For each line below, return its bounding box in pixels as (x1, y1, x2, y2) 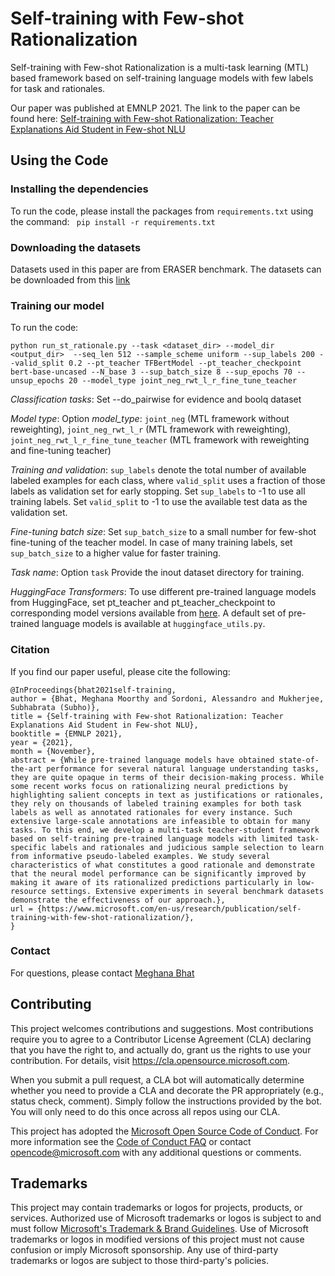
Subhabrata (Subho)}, (10, 702, 101, 712)
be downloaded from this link (10, 273, 131, 286)
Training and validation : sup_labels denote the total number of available (10, 464, 307, 476)
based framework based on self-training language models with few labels (10, 72, 314, 84)
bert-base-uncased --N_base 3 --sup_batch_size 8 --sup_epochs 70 (10, 367, 293, 377)
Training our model (10, 298, 105, 312)
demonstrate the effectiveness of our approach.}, (10, 895, 226, 905)
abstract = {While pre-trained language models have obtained (10, 755, 275, 765)
